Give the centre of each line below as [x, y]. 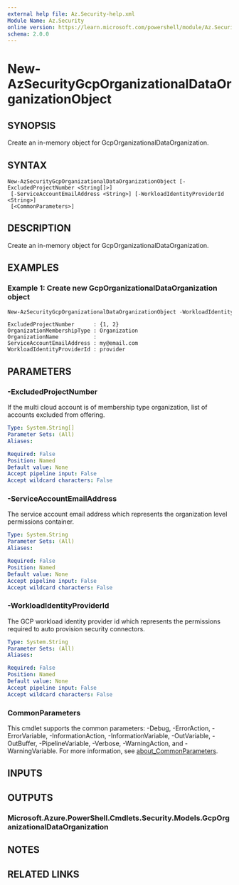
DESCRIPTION [39, 228]
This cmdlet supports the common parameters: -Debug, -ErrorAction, [109, 728]
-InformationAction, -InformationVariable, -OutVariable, [130, 736]
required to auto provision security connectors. [76, 628]
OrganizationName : [52, 337]
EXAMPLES [33, 268]
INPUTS [25, 773]
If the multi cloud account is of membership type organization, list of [107, 408]
